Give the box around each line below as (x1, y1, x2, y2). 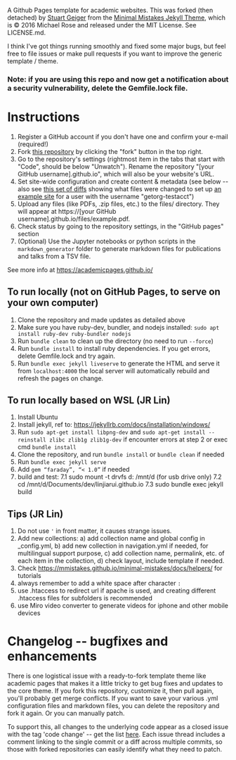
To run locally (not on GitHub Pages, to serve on (7, 286, 221, 298)
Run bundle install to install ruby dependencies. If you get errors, (17, 344, 211, 352)
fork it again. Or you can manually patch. (7, 709, 125, 718)
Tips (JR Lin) (7, 508, 64, 520)
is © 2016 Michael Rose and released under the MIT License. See (7, 21, 197, 29)
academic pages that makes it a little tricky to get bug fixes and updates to (7, 679, 223, 688)
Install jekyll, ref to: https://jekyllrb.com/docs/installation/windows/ (17, 420, 211, 429)
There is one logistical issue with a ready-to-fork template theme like (7, 671, 206, 681)
